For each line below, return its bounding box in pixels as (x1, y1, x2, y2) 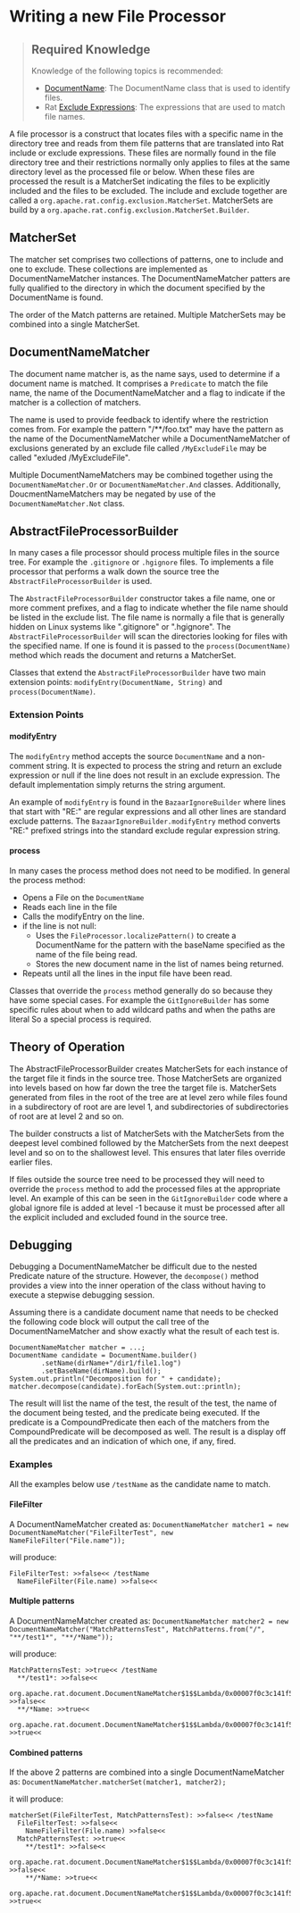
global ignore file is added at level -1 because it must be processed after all (9, 1202, 286, 1213)
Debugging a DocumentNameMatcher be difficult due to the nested (9, 1261, 257, 1272)
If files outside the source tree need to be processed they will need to (9, 1174, 265, 1184)
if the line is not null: (21, 920, 96, 931)
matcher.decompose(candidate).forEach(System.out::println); (9, 1383, 242, 1391)
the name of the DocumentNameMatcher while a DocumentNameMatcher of (9, 433, 290, 444)
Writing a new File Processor (9, 6, 226, 27)
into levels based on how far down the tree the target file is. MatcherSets (9, 1082, 277, 1093)
